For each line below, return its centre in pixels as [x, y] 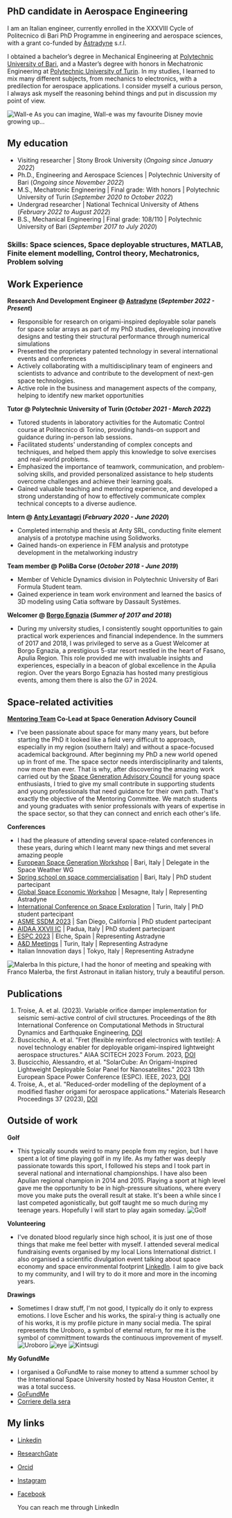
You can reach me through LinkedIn [68, 1507]
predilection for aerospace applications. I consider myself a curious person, [115, 85]
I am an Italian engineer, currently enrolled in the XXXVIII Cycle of [100, 28]
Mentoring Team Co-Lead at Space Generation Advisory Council [102, 719]
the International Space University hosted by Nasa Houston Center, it [116, 1379]
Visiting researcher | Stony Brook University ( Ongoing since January [115, 160]
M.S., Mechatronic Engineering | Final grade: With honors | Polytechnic [118, 190]
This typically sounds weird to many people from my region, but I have [117, 1151]
